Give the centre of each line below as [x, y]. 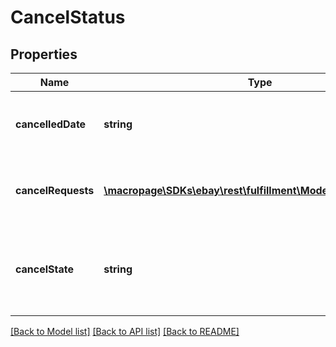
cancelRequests [55, 190]
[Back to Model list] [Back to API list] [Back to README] [125, 331]
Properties [44, 54]
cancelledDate [51, 124]
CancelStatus [68, 17]
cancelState [45, 269]
